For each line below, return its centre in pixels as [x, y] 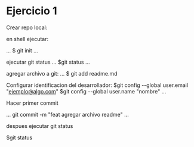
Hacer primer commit [32, 103]
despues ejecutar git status [40, 126]
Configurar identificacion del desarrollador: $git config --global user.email [97, 85]
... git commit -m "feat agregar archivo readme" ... [68, 114]
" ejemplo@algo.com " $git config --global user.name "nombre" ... [86, 91]
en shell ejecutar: [27, 39]
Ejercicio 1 [32, 11]
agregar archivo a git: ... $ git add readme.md [62, 73]
